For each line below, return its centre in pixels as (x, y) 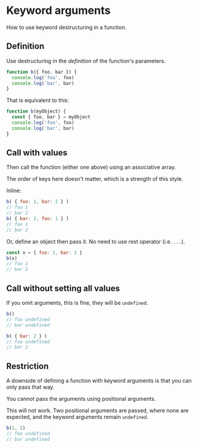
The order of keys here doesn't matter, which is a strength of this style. (95, 179)
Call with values (37, 153)
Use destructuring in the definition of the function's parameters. (86, 60)
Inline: (14, 190)
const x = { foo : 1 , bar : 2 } (45, 252)
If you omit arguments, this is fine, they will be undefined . (77, 303)
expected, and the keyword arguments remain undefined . (77, 417)
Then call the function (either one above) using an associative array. (91, 167)
